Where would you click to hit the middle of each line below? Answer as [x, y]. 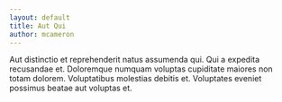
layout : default [40, 17]
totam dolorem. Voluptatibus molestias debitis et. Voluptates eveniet [136, 79]
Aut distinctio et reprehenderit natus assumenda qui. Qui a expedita [135, 60]
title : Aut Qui [38, 26]
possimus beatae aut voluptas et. [71, 88]
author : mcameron [42, 34]
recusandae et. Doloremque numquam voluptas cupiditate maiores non [141, 69]
